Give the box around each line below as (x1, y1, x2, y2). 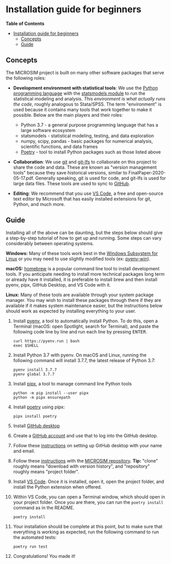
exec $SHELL (13, 343, 39, 348)
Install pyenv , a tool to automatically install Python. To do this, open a (13, 318, 158, 324)
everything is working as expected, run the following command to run (13, 529, 159, 535)
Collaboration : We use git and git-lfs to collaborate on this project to (13, 159, 157, 165)
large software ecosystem (20, 127, 76, 133)
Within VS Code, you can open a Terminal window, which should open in (13, 494, 165, 500)
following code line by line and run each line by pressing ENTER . (13, 328, 147, 335)
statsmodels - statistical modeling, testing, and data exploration (20, 133, 154, 139)
